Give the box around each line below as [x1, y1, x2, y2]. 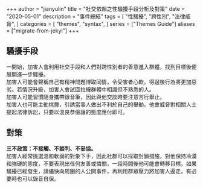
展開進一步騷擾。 [6, 70, 49, 78]
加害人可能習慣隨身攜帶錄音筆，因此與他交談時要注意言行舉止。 [6, 93, 165, 101]
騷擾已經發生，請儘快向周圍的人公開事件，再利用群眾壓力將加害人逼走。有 [6, 168, 192, 175]
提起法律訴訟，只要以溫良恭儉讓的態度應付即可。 [6, 108, 128, 116]
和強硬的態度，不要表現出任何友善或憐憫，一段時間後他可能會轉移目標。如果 [6, 160, 197, 167]
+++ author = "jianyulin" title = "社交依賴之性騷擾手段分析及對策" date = [6, 5, 185, 12]
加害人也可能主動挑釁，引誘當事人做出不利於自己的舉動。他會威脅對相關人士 [6, 101, 197, 108]
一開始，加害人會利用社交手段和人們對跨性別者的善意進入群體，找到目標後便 [6, 63, 197, 70]
